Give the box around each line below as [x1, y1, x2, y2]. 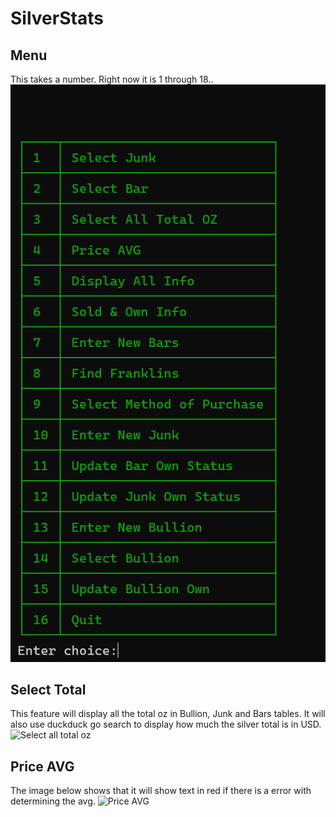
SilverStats [10, 7, 104, 30]
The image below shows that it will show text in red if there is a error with [10, 785, 312, 797]
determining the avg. [10, 795, 96, 807]
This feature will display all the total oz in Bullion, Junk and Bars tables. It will [10, 708, 326, 720]
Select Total [10, 682, 87, 699]
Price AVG [10, 758, 75, 775]
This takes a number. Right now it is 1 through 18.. [10, 73, 214, 85]
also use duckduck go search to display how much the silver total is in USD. [10, 718, 322, 731]
